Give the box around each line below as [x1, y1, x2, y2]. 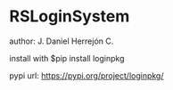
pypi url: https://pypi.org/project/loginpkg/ [9, 70, 164, 81]
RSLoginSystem [9, 6, 130, 27]
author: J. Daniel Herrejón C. [9, 36, 114, 46]
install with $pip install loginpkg [9, 53, 125, 63]
